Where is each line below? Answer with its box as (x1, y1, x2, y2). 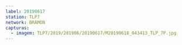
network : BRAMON (5, 19, 45, 25)
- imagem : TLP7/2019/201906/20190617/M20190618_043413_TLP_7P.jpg (11, 30, 177, 36)
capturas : (5, 25, 30, 31)
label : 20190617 (5, 8, 45, 15)
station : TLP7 (5, 14, 41, 20)
